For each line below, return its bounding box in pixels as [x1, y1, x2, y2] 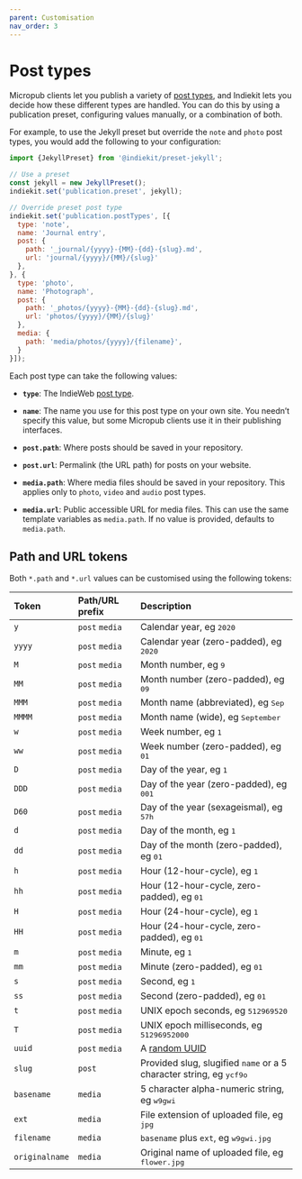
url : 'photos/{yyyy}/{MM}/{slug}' [25, 312, 155, 321]
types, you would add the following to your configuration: [9, 136, 222, 147]
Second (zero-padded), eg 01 [140, 990, 267, 1002]
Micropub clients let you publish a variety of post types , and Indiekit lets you [9, 90, 292, 101]
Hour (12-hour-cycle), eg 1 [140, 864, 259, 877]
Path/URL [77, 594, 120, 607]
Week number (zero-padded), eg [140, 740, 281, 753]
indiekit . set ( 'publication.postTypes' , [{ [9, 211, 171, 221]
